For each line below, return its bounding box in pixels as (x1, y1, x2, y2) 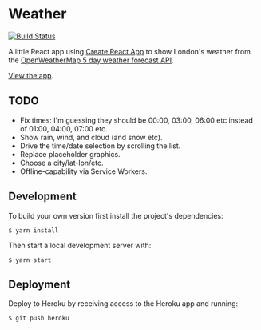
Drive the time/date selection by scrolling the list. (19, 141, 181, 151)
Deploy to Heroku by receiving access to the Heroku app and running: (8, 299, 239, 308)
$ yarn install (8, 226, 59, 235)
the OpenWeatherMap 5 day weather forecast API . (8, 55, 174, 65)
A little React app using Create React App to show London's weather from (8, 46, 251, 56)
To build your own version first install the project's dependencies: (8, 211, 223, 220)
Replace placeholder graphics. (19, 149, 121, 159)
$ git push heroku (8, 314, 69, 323)
